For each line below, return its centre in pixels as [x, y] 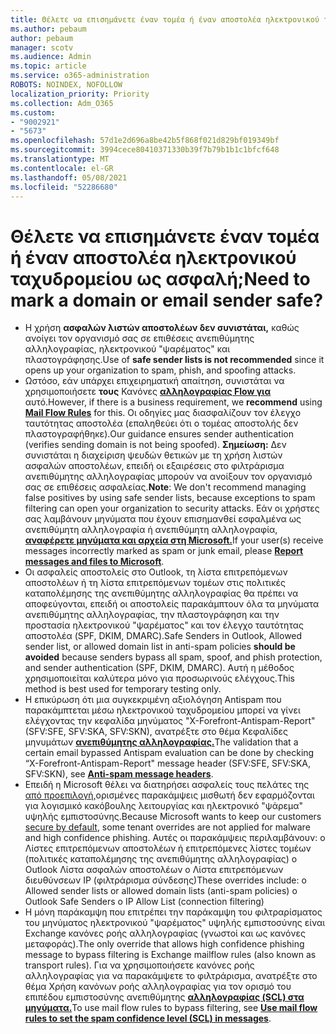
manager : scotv [42, 47]
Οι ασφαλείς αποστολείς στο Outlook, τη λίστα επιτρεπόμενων [156, 572]
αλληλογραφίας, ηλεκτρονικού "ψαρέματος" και [127, 349]
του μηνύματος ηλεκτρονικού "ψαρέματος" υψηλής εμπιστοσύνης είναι [175, 923]
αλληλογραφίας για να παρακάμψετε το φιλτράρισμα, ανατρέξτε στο [171, 976]
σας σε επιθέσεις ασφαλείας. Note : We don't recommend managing [165, 487]
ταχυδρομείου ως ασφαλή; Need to [160, 278]
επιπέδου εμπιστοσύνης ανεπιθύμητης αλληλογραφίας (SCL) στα [164, 997]
